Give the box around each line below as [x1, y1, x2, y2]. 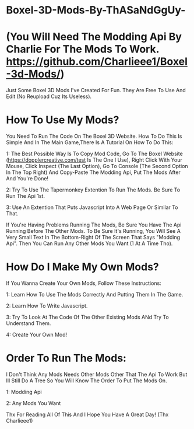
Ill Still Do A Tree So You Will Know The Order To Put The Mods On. [6, 377, 167, 384]
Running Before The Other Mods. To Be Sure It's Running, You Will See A [6, 228, 181, 235]
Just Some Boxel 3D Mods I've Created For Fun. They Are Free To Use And [6, 87, 186, 94]
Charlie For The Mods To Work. [6, 43, 159, 56]
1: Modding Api [6, 388, 42, 395]
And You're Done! [6, 175, 48, 182]
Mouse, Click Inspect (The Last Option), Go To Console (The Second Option [6, 163, 188, 170]
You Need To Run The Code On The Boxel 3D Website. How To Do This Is [6, 132, 182, 140]
